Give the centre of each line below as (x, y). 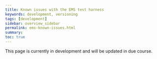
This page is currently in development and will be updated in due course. (79, 51)
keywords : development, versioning (41, 14)
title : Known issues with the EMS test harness (55, 10)
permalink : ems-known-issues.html (40, 28)
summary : (14, 32)
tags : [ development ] (26, 19)
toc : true (15, 37)
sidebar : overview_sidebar (33, 23)
